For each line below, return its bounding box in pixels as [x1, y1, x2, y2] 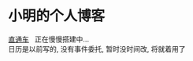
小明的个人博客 [8, 7, 106, 25]
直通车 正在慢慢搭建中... [8, 34, 89, 44]
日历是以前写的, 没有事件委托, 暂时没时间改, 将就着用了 [8, 44, 186, 53]
